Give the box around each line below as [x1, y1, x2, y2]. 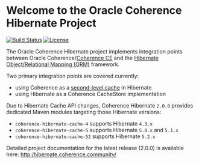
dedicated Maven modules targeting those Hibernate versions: [6, 108, 162, 115]
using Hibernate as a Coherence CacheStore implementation [14, 90, 166, 97]
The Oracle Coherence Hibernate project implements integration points [6, 47, 183, 55]
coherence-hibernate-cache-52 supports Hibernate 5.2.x [14, 133, 156, 140]
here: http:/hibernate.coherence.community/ [6, 151, 116, 158]
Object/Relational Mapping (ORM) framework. [6, 61, 120, 68]
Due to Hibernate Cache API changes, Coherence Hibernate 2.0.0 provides [6, 102, 194, 109]
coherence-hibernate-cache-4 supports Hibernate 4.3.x [14, 120, 153, 127]
